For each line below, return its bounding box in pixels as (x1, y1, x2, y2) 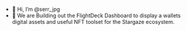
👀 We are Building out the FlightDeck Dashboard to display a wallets (11, 12, 181, 19)
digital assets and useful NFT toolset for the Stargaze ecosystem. (11, 18, 175, 25)
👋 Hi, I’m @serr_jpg (11, 6, 60, 13)
